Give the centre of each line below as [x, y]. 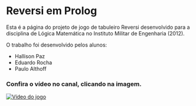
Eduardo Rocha [33, 62]
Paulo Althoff [30, 68]
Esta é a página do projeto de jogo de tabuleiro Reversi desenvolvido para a [98, 27]
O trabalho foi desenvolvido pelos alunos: [57, 45]
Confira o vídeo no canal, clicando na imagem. [74, 84]
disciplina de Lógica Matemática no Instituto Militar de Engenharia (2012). [95, 33]
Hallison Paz [30, 56]
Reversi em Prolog [52, 11]
